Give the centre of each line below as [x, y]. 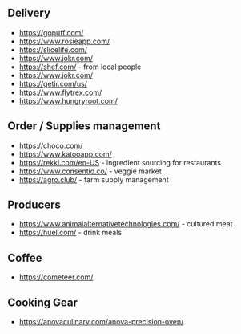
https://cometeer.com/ [56, 277]
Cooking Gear [42, 302]
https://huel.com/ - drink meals [70, 233]
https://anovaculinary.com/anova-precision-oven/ [101, 322]
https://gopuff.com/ [51, 32]
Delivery [29, 13]
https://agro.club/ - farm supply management [94, 179]
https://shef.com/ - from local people [80, 67]
